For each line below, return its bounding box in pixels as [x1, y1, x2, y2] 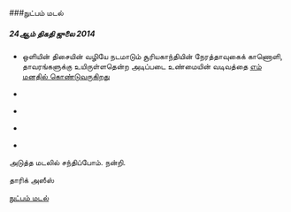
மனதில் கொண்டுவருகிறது [21, 71, 111, 81]
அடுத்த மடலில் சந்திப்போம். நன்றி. [9, 156, 126, 167]
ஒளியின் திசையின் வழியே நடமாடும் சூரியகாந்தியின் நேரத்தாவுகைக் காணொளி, [21, 50, 283, 61]
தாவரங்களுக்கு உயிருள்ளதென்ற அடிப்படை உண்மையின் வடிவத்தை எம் [21, 61, 263, 72]
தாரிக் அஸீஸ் [9, 174, 55, 185]
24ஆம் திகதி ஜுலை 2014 [9, 28, 96, 39]
